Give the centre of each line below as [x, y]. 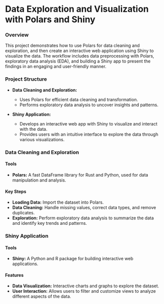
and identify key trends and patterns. [50, 223]
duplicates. [24, 213]
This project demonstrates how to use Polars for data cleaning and [72, 46]
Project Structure [26, 79]
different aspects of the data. [41, 297]
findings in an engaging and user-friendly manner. [56, 66]
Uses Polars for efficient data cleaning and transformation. [79, 99]
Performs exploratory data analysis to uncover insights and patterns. [89, 105]
